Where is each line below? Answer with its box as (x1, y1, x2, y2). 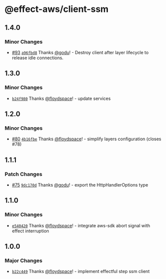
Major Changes (4, 257, 43, 264)
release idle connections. (11, 55, 64, 61)
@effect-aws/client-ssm (4, 3, 109, 15)
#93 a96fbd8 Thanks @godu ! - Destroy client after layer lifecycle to (11, 49, 149, 55)
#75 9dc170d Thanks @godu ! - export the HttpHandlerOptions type (11, 182, 149, 187)
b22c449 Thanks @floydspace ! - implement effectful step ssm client (11, 269, 150, 275)
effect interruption (11, 228, 49, 234)
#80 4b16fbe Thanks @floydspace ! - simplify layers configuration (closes (11, 136, 162, 142)
